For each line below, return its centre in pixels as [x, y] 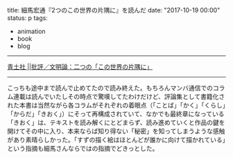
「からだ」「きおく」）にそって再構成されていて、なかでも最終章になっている [116, 114]
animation [32, 31]
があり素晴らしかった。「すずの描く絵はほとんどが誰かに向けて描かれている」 [116, 140]
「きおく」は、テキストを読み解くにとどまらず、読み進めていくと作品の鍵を [116, 122]
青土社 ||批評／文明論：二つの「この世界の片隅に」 [80, 67]
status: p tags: [28, 18]
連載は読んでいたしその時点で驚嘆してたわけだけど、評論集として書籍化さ [119, 96]
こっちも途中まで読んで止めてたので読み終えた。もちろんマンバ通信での [110, 88]
